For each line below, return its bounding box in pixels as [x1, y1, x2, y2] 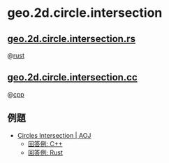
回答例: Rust [27, 148, 63, 157]
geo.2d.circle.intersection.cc [7, 71, 138, 83]
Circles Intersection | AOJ [17, 131, 91, 139]
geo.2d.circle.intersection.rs [7, 33, 136, 45]
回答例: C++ [27, 139, 63, 148]
